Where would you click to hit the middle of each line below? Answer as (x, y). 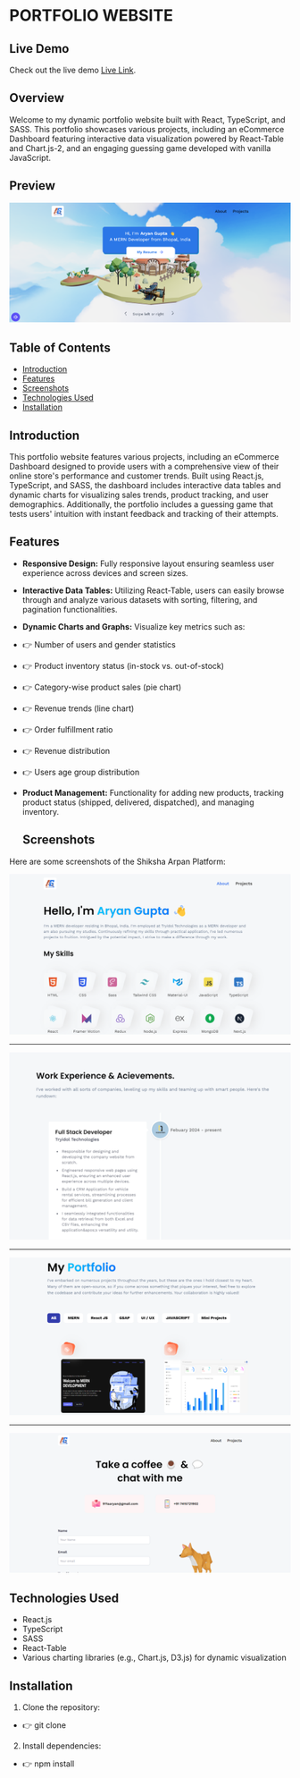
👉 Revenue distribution (66, 750)
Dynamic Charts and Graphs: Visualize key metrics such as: (133, 626)
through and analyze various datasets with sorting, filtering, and (140, 599)
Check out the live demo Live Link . (73, 70)
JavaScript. (30, 157)
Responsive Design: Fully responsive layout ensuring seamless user (148, 563)
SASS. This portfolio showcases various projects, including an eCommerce (147, 129)
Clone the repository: (61, 1707)
